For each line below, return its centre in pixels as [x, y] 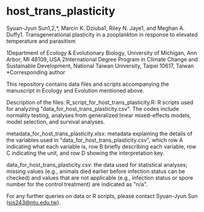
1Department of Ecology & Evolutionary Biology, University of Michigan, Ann [102, 52]
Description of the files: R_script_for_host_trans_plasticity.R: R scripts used [100, 102]
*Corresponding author [36, 72]
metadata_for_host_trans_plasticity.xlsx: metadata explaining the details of [100, 133]
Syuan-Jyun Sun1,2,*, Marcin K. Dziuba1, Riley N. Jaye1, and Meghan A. [96, 28]
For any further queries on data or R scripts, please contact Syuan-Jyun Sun [102, 196]
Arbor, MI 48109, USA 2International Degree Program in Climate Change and [102, 59]
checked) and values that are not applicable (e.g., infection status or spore [100, 177]
